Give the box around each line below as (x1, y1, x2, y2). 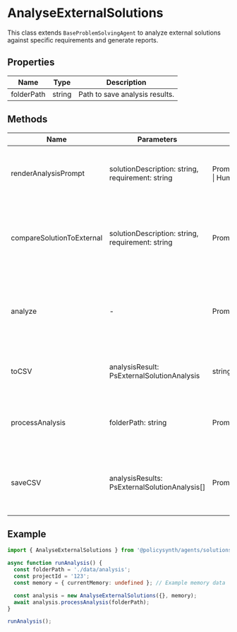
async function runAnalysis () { (7, 560, 102, 567)
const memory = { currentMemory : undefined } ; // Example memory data (13, 579, 226, 586)
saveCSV (11, 477, 42, 487)
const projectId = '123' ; (13, 573, 90, 580)
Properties (7, 57, 55, 69)
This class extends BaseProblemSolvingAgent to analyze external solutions (7, 28, 221, 37)
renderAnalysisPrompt (11, 168, 85, 178)
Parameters (137, 134, 178, 144)
